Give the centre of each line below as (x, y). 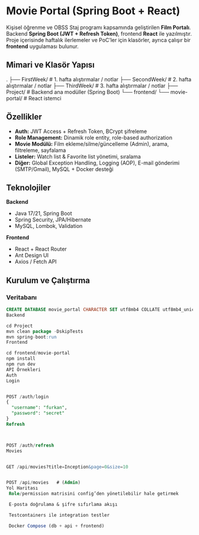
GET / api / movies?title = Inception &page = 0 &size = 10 (67, 467)
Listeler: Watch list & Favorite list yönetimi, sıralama (78, 156)
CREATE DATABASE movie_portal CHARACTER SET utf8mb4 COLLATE (83, 310)
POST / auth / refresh (30, 445)
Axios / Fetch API (36, 262)
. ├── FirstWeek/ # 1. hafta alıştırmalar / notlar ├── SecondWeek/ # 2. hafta (99, 79)
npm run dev (21, 364)
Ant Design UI (32, 255)
